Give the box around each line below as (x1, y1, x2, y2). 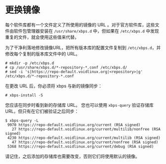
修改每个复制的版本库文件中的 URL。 (5, 50, 80, 57)
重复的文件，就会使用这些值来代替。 (5, 34, 79, 40)
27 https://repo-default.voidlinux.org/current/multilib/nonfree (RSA (11, 126, 161, 131)
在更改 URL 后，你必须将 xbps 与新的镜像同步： (5, 82, 103, 89)
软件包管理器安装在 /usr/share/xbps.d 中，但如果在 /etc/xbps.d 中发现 (13, 28, 160, 34)
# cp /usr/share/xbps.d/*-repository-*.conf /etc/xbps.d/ (5, 65, 127, 70)
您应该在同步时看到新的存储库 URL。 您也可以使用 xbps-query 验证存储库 (5, 102, 154, 108)
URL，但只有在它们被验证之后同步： (5, 108, 79, 114)
